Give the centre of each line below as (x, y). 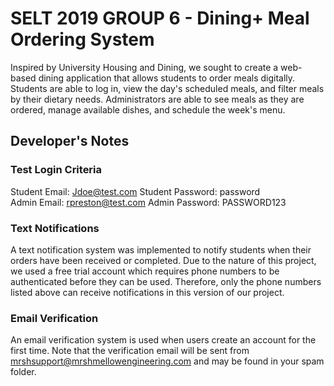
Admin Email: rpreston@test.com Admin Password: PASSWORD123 (148, 202)
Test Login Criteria (56, 170)
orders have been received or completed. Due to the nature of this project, (163, 260)
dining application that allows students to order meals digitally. (167, 78)
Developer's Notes (70, 141)
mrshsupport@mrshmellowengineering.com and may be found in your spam (167, 361)
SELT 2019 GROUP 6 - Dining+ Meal (160, 18)
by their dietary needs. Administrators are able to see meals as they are (157, 99)
